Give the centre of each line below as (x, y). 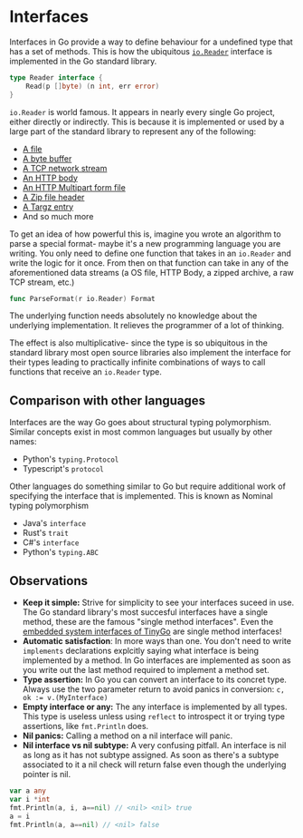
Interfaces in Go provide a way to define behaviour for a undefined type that (151, 42)
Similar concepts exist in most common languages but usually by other (141, 432)
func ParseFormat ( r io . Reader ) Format (82, 298)
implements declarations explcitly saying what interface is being (141, 651)
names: (23, 442)
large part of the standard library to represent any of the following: (133, 131)
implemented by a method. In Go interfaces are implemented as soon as (156, 660)
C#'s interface (51, 542)
